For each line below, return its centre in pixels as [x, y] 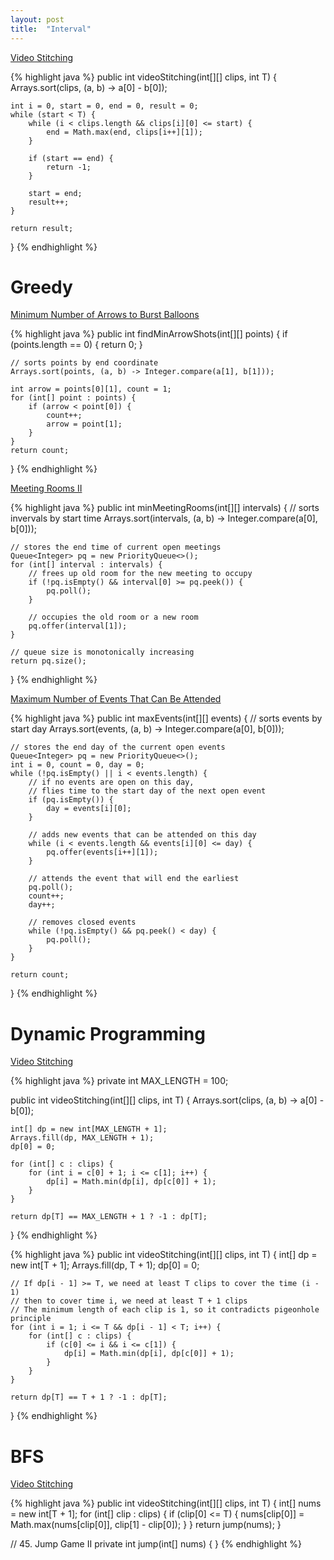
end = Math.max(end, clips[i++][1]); [124, 132]
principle [31, 1319]
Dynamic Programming [108, 1033]
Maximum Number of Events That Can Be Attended [116, 699]
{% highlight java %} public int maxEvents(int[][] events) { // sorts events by [166, 718]
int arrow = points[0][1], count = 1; [91, 389]
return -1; [69, 167]
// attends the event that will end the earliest [134, 879]
